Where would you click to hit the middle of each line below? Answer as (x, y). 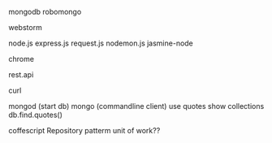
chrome (22, 59)
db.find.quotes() (36, 115)
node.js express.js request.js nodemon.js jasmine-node (101, 43)
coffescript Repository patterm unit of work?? (84, 130)
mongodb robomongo (45, 12)
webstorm (25, 27)
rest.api (21, 75)
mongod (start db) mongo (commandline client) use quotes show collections (136, 106)
